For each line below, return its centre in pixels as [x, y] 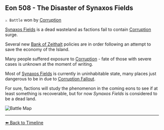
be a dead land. [21, 99]
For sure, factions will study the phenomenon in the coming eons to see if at [82, 88]
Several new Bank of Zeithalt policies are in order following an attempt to [78, 44]
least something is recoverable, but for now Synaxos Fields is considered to [81, 93]
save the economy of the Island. [37, 49]
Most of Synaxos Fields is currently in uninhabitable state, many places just [81, 74]
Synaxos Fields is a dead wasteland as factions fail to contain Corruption [78, 29]
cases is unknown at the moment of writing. [49, 64]
